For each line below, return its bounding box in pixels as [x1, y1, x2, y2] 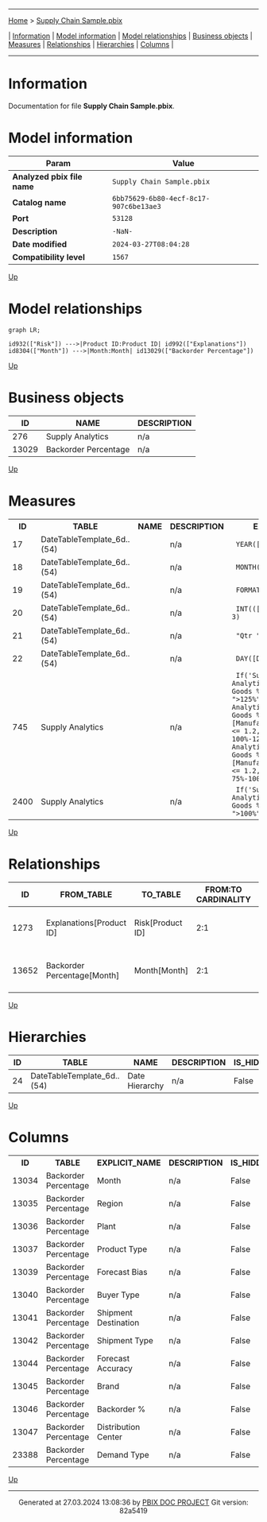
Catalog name [12, 196, 67, 207]
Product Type [96, 1243, 148, 1254]
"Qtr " [235, 631, 261, 640]
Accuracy [96, 1362, 133, 1373]
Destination [96, 1317, 140, 1328]
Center [96, 1431, 123, 1443]
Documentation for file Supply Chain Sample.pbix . [8, 101, 175, 110]
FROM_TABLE [60, 889, 113, 900]
